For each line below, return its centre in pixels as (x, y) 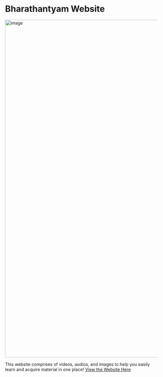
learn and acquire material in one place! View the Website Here (68, 369)
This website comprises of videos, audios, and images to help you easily (78, 364)
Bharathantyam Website (55, 9)
